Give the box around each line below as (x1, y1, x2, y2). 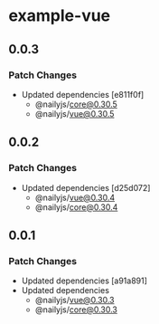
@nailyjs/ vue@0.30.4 (34, 192, 115, 203)
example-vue (8, 5, 111, 26)
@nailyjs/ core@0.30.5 (34, 99, 118, 110)
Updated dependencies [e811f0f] (21, 89, 145, 100)
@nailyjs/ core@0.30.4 (34, 201, 118, 213)
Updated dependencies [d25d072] (21, 182, 151, 193)
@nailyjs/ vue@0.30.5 (34, 108, 115, 119)
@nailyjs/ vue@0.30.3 (34, 295, 115, 306)
